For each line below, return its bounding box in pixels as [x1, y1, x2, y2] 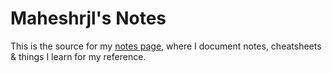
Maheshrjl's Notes [10, 7, 167, 30]
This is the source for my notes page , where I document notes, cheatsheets [10, 40, 322, 52]
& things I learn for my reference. [10, 50, 147, 62]
